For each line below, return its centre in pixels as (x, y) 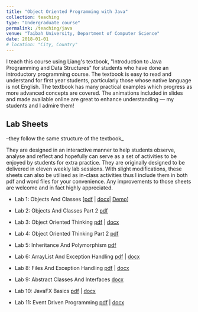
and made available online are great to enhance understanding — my (90, 99)
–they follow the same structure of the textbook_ (65, 138)
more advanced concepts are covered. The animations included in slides (95, 93)
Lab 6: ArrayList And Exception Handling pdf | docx (77, 256)
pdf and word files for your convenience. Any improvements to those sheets (99, 181)
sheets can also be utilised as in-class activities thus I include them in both (97, 175)
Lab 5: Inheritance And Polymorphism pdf (65, 245)
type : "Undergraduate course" (43, 22)
